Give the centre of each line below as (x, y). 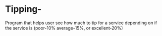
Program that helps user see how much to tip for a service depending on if (81, 23)
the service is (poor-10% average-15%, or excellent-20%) (64, 28)
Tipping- (24, 9)
